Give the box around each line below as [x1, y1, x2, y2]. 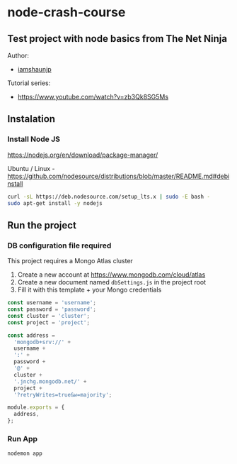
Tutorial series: [7, 79, 51, 87]
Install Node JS [7, 134, 60, 144]
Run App [7, 433, 37, 443]
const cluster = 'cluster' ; [7, 312, 91, 319]
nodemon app [7, 450, 42, 458]
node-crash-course [7, 4, 126, 21]
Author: [7, 51, 30, 60]
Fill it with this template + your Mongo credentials [17, 285, 162, 294]
